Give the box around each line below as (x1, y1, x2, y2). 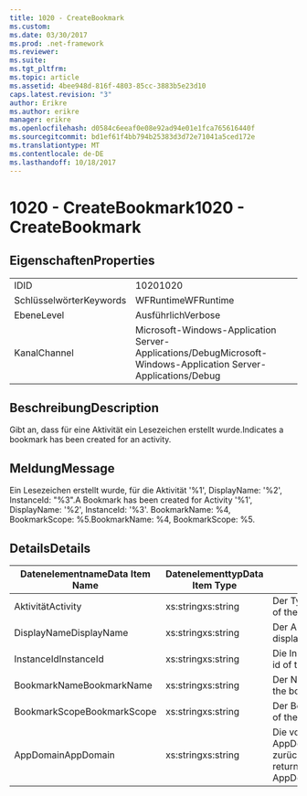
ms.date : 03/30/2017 (9, 30, 89, 39)
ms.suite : (9, 56, 48, 65)
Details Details (9, 540, 91, 556)
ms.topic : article (9, 73, 79, 82)
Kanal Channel (14, 346, 75, 359)
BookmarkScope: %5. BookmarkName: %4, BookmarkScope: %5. (9, 514, 256, 525)
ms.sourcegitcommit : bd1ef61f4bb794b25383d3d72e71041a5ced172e (9, 133, 256, 142)
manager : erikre (9, 115, 71, 124)
